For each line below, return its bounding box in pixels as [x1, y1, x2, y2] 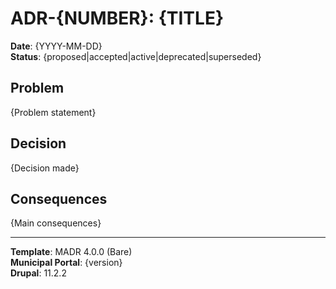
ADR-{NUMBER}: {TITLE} [10, 7, 225, 30]
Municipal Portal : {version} [10, 257, 123, 269]
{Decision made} [10, 162, 80, 174]
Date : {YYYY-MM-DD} [10, 40, 103, 52]
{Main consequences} [10, 217, 102, 229]
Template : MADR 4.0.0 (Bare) [10, 246, 133, 258]
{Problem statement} [10, 106, 97, 118]
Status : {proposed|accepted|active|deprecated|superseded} [10, 50, 262, 62]
